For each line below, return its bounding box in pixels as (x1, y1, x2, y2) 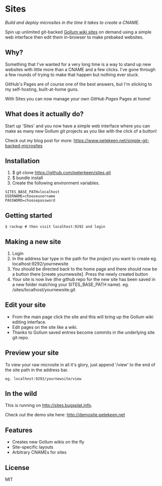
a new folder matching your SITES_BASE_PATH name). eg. (12, 282, 129, 287)
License (5, 464, 30, 472)
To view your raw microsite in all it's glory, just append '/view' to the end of (5, 362, 156, 367)
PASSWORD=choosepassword (5, 198, 55, 203)
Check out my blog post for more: (5, 138, 73, 143)
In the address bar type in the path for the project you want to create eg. (12, 256, 157, 262)
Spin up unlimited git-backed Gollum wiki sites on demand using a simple (5, 29, 152, 35)
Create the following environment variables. (12, 180, 100, 186)
